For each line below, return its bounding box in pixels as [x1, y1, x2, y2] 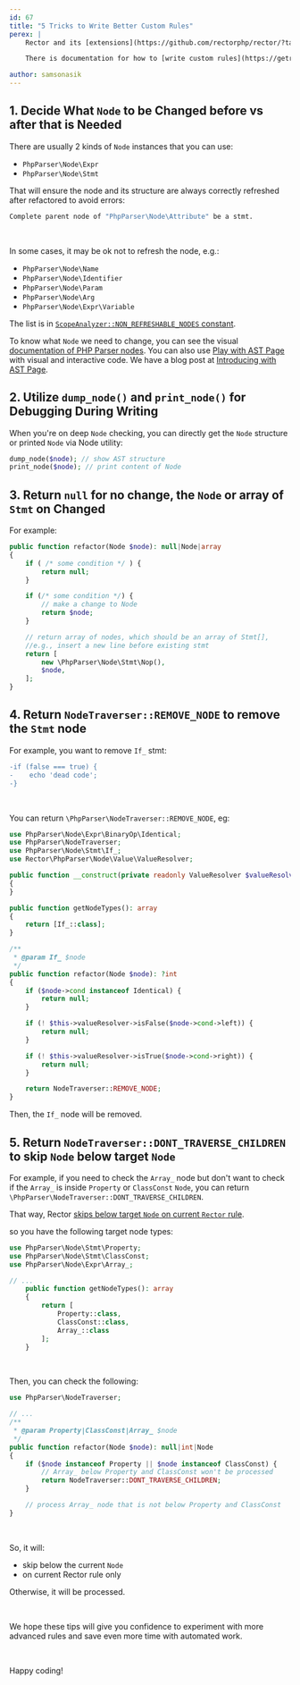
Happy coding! [9, 1664, 64, 1676]
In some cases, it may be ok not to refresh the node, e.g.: [9, 245, 220, 256]
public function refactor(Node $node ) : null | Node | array [9, 543, 221, 552]
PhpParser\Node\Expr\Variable [21, 302, 136, 311]
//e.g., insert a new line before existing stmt [25, 641, 210, 650]
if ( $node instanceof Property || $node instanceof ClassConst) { [25, 1459, 278, 1469]
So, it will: [9, 1542, 45, 1553]
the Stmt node [9, 721, 87, 737]
